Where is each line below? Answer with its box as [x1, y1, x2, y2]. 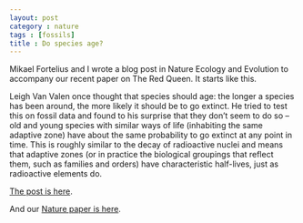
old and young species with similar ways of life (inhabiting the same [9, 120, 264, 131]
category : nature [9, 22, 79, 31]
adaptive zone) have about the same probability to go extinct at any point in [9, 129, 293, 141]
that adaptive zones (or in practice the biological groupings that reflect [9, 149, 274, 160]
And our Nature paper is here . [9, 204, 121, 215]
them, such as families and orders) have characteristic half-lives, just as [9, 158, 279, 169]
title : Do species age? [9, 38, 104, 48]
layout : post [9, 13, 59, 23]
